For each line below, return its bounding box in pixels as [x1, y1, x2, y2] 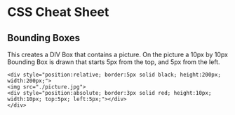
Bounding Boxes [7, 32, 81, 44]
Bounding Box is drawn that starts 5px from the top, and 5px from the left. [7, 58, 220, 66]
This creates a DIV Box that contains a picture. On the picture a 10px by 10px [7, 50, 228, 59]
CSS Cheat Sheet [7, 4, 109, 20]
